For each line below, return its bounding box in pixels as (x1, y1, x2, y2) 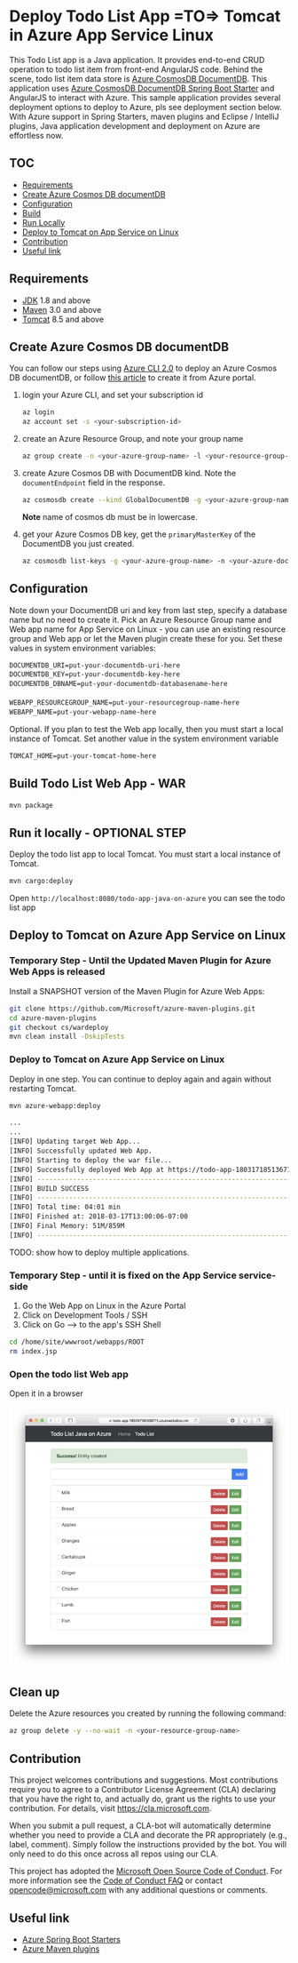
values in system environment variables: (9, 642, 157, 653)
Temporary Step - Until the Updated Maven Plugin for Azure (9, 954, 272, 967)
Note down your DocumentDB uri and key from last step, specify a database (9, 604, 288, 615)
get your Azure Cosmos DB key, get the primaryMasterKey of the (21, 529, 256, 539)
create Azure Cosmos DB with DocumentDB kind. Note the (21, 468, 237, 478)
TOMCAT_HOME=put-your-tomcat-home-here (9, 751, 157, 761)
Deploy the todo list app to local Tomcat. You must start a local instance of (9, 849, 281, 859)
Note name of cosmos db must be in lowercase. (21, 511, 198, 522)
